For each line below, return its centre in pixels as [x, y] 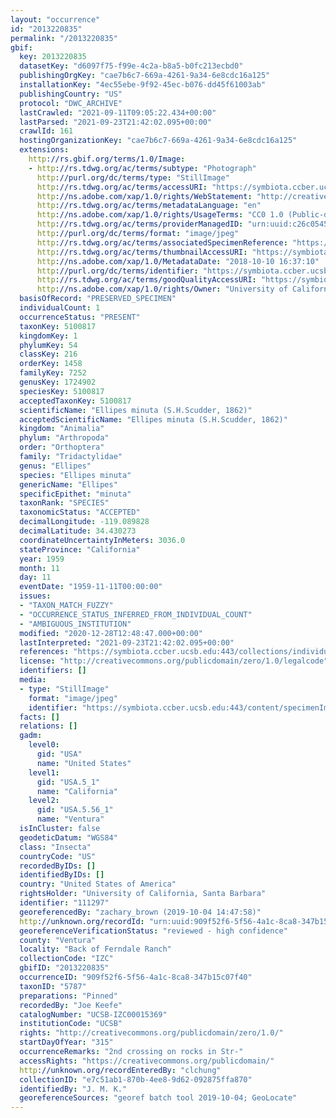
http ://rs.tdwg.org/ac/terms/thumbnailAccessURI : [142, 252]
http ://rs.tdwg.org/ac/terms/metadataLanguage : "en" [149, 206]
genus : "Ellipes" [55, 466]
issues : [35, 596]
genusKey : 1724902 [58, 382]
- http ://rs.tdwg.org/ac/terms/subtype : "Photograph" [142, 168]
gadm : [31, 736]
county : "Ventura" [58, 940]
